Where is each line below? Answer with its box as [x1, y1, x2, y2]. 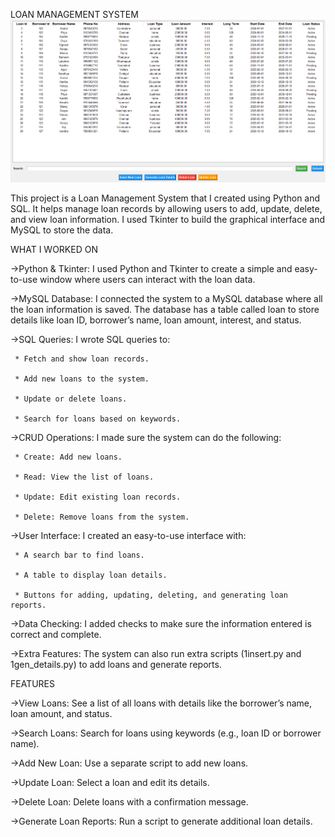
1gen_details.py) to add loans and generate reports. [10, 658, 222, 670]
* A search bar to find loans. [14, 550, 145, 560]
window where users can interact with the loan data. [39, 273, 256, 285]
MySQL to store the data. [10, 224, 114, 236]
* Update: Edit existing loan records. [14, 492, 182, 502]
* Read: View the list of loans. [14, 472, 155, 482]
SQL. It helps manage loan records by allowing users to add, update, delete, [10, 202, 323, 214]
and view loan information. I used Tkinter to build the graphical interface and [10, 213, 326, 225]
